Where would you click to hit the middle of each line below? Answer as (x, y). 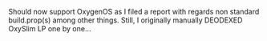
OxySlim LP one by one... (50, 29)
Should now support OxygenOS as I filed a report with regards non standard (134, 12)
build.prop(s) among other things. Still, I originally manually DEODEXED (125, 20)
